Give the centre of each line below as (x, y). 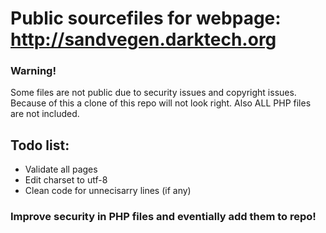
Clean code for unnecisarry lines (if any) (108, 191)
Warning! (33, 71)
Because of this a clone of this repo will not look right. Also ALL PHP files (161, 103)
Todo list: (40, 145)
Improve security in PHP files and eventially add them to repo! (163, 217)
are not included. (45, 114)
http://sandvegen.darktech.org (143, 39)
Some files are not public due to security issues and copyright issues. (153, 93)
